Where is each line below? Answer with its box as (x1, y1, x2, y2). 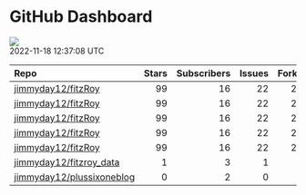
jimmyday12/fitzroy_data (14, 156, 120, 169)
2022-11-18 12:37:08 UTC (9, 45, 105, 56)
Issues (240, 66, 269, 79)
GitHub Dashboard (9, 6, 153, 27)
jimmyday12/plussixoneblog (14, 171, 136, 183)
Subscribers (176, 66, 231, 79)
